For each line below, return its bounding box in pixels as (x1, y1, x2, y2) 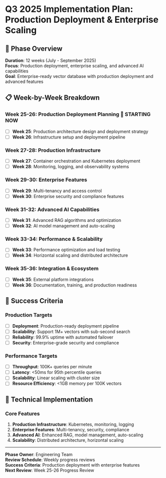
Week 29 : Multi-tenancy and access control (12, 188, 102, 194)
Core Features (5, 410, 40, 417)
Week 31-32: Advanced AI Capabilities (5, 206, 100, 213)
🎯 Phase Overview (5, 44, 63, 53)
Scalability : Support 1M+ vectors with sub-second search (12, 329, 130, 335)
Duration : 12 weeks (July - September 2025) (5, 58, 96, 63)
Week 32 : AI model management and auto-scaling (12, 223, 115, 229)
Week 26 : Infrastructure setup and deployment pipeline (12, 134, 125, 140)
